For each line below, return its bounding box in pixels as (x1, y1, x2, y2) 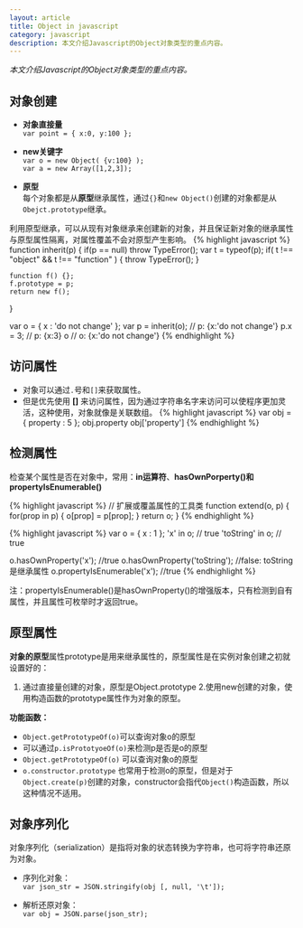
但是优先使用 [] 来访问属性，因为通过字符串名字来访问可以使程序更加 (22, 395, 279, 407)
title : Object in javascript (9, 22, 119, 31)
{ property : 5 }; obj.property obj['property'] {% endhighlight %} (22, 417, 260, 427)
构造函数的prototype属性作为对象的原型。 (30, 692, 187, 703)
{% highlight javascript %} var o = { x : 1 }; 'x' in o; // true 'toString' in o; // (9, 528, 282, 539)
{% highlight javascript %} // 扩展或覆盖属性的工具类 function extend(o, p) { (9, 500, 290, 511)
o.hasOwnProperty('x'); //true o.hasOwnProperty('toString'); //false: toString (9, 555, 293, 566)
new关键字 (22, 146, 63, 157)
